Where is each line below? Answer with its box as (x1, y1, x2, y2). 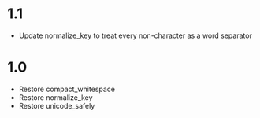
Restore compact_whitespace (18, 84, 116, 94)
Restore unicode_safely (18, 101, 95, 110)
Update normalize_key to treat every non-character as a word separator (18, 31, 253, 40)
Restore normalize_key (18, 92, 93, 102)
